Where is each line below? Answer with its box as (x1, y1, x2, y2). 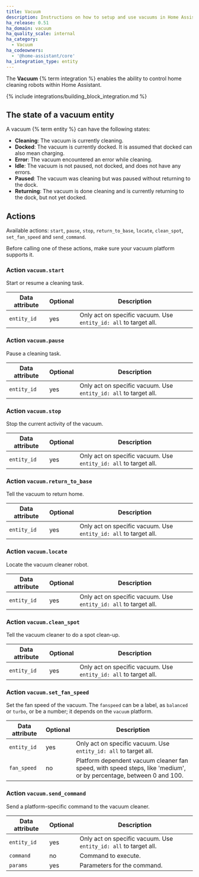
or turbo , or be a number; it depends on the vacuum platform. (6, 708, 153, 715)
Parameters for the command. (79, 861, 163, 869)
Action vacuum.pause (6, 337, 65, 345)
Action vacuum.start (6, 266, 65, 274)
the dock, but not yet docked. (14, 194, 87, 201)
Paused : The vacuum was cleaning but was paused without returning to (14, 175, 191, 182)
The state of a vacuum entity (6, 109, 114, 120)
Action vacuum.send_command (6, 789, 86, 797)
